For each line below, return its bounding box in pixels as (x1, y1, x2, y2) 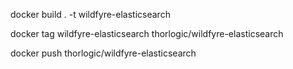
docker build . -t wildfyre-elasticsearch (10, 9, 171, 20)
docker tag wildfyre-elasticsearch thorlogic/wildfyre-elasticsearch (10, 28, 284, 39)
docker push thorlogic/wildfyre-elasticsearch (10, 47, 197, 59)
